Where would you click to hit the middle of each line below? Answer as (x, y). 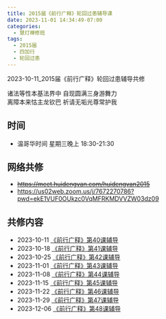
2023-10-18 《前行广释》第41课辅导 (68, 249)
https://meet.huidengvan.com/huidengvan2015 (83, 184)
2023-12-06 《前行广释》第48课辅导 (69, 309)
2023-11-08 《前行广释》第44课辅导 (68, 274)
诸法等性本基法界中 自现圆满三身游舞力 (62, 93)
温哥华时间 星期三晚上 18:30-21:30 (66, 143)
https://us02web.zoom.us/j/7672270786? (75, 191)
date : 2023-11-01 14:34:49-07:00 (55, 20)
